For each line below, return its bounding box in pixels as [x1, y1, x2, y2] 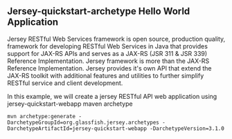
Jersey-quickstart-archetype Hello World [7, 6, 190, 17]
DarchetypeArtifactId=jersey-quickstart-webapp [7, 124, 148, 132]
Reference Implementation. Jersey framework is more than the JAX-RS [7, 57, 210, 65]
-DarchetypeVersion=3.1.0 [150, 124, 225, 132]
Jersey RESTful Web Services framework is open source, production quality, [7, 35, 226, 43]
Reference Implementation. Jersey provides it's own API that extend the [7, 64, 213, 72]
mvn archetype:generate [7, 113, 76, 120]
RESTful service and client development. [7, 79, 123, 87]
